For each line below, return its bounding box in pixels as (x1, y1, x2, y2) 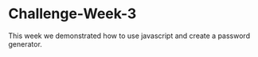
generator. (8, 39, 42, 48)
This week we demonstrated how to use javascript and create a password (8, 31, 251, 40)
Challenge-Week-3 (8, 5, 137, 23)
